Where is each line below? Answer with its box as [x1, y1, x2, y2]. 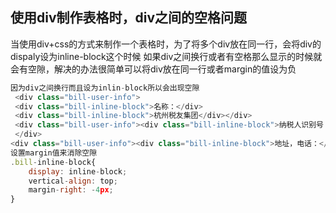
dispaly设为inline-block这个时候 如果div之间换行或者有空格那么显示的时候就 [10, 50, 323, 62]
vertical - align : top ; [28, 176, 118, 186]
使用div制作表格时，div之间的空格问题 [10, 9, 248, 27]
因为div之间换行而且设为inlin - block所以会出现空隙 [10, 83, 200, 93]
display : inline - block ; [28, 166, 128, 177]
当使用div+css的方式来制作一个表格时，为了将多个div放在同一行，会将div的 [10, 38, 322, 50]
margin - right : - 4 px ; [28, 185, 114, 195]
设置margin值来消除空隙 [10, 148, 98, 158]
